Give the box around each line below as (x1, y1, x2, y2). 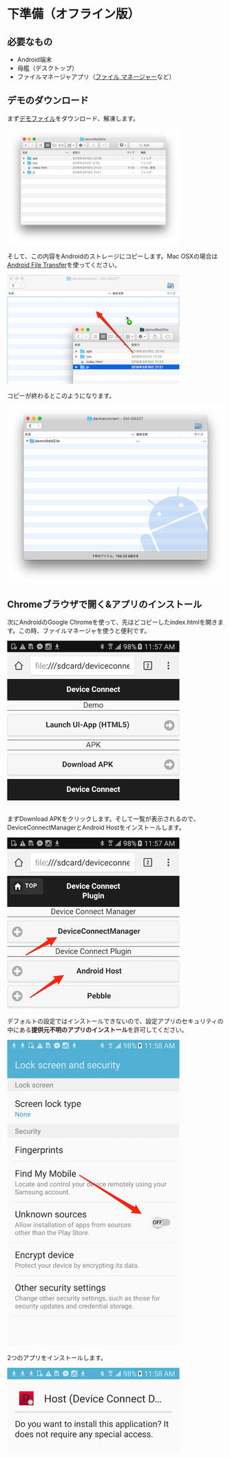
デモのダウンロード (7, 94, 89, 107)
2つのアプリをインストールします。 (7, 1354, 107, 1362)
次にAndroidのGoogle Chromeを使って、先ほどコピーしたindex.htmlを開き (7, 618, 218, 627)
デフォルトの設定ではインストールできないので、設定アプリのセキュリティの (7, 1017, 224, 1025)
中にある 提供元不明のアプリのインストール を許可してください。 (7, 1025, 188, 1034)
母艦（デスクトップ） (17, 64, 78, 72)
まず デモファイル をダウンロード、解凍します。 (7, 114, 140, 123)
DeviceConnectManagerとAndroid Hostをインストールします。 (7, 824, 185, 832)
